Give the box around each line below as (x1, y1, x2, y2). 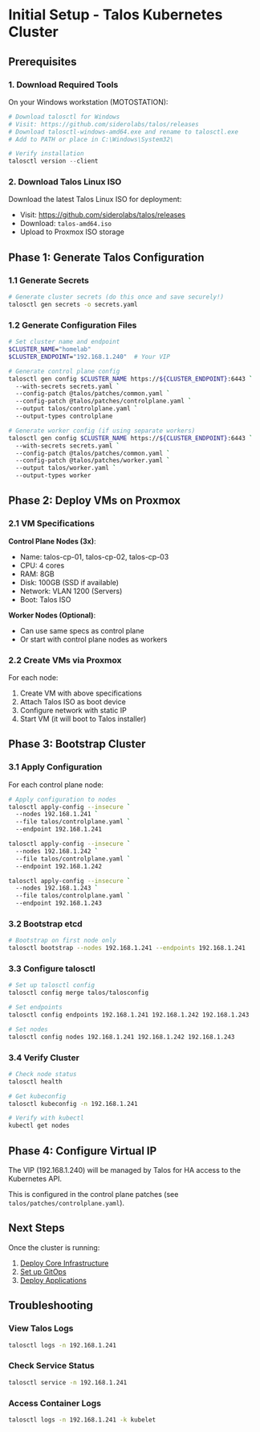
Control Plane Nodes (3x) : (8, 536, 96, 546)
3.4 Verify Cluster (8, 1052, 80, 1063)
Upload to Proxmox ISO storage (19, 227, 124, 237)
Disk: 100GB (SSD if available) (19, 577, 119, 587)
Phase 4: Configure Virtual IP (8, 1144, 157, 1158)
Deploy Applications (19, 1275, 87, 1285)
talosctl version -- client (8, 157, 99, 166)
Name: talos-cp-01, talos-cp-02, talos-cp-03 (19, 551, 169, 561)
